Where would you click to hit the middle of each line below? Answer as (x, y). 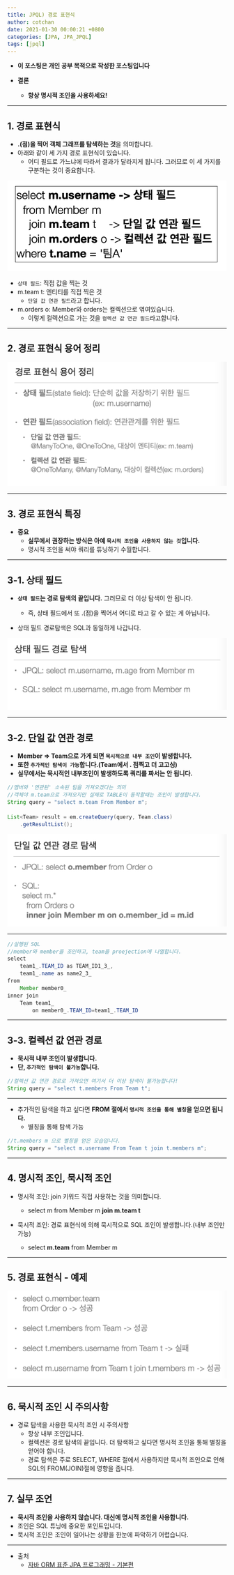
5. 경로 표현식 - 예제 (47, 1277)
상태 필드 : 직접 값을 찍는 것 (53, 283)
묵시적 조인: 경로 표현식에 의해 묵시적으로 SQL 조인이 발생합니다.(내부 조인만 (121, 1224)
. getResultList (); (46, 824)
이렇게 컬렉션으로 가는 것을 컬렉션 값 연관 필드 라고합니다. (103, 318)
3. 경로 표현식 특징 (44, 513)
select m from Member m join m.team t (84, 1210)
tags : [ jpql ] (26, 44)
